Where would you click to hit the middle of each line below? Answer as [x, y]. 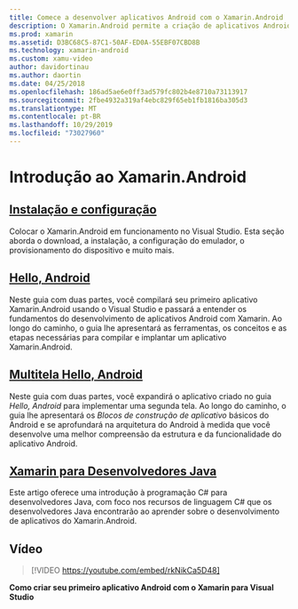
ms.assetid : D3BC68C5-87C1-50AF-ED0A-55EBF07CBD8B [105, 42]
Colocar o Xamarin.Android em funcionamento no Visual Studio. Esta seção [147, 231]
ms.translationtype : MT [53, 108]
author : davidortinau [49, 68]
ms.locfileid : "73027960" [57, 133]
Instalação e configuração [83, 210]
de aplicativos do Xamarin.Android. [73, 521]
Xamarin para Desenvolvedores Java [113, 471]
